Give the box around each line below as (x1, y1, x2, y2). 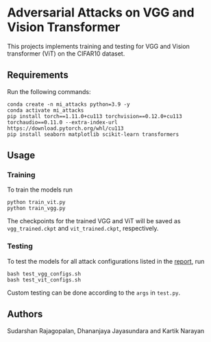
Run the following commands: (7, 87, 91, 95)
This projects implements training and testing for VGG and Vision (7, 42, 190, 50)
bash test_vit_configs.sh (7, 276, 81, 283)
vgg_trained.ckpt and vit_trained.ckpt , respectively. (7, 225, 159, 233)
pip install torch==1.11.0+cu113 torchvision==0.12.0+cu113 (7, 113, 183, 119)
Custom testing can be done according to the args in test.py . (7, 288, 181, 297)
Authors (7, 308, 43, 320)
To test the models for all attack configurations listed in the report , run (7, 257, 205, 265)
